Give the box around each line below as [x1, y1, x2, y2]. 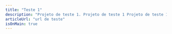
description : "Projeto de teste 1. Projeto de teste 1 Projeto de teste [5, 12, 164, 17]
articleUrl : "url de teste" [5, 16, 66, 21]
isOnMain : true [5, 21, 38, 26]
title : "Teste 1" [5, 7, 42, 12]
